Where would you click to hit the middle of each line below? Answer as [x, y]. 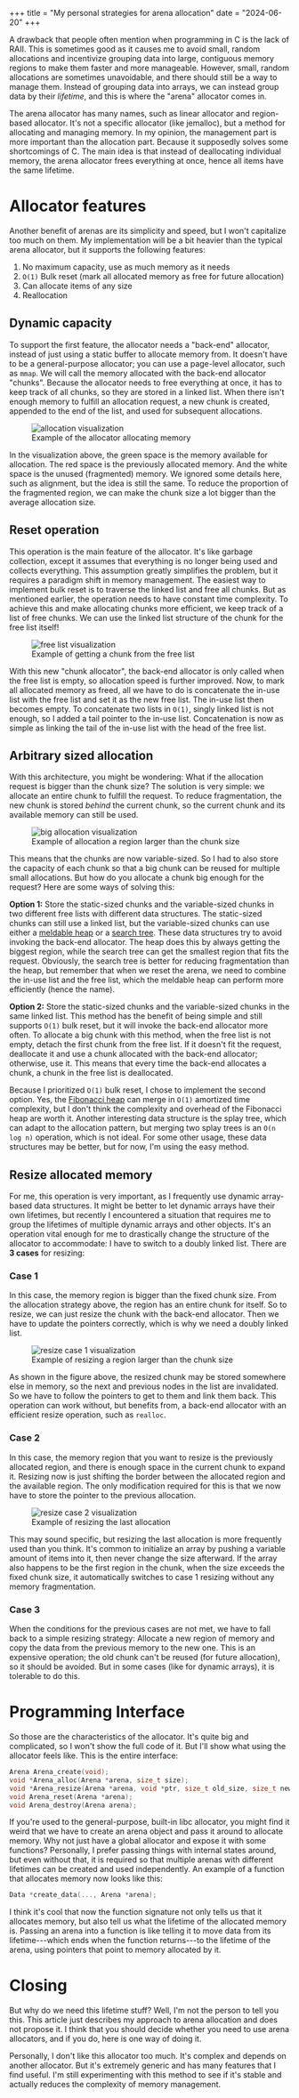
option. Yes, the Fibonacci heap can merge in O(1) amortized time [130, 1100]
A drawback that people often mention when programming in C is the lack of [149, 40]
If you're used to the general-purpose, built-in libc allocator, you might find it [149, 1822]
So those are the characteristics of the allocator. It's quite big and [129, 1737]
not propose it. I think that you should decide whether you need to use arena [149, 2029]
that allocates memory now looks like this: [86, 1879]
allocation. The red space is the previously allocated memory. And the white [148, 464]
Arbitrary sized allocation [81, 755]
